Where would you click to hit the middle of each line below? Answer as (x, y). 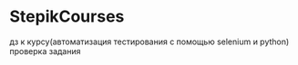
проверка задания (45, 51)
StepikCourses (67, 17)
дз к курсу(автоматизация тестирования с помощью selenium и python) (149, 42)
